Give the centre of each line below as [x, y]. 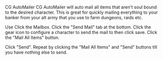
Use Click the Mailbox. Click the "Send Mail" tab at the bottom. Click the [78, 27]
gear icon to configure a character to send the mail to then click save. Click [81, 32]
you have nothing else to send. [36, 52]
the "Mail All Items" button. [33, 37]
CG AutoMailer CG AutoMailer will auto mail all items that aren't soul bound [81, 7]
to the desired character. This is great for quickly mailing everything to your [81, 12]
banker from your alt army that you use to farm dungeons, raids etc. [74, 17]
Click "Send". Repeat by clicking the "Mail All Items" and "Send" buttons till [81, 47]
